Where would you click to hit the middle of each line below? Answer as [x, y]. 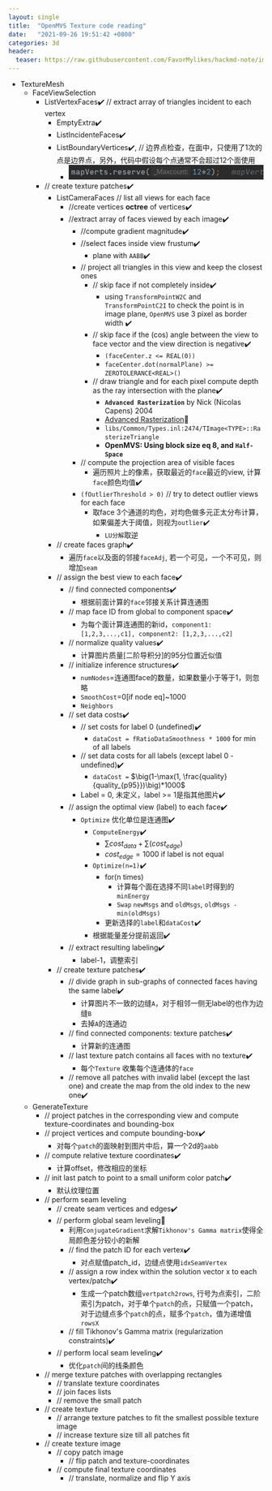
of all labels [112, 748]
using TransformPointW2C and [153, 297]
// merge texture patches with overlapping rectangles [133, 1374]
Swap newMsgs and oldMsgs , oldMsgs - [177, 904]
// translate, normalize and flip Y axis [130, 1478]
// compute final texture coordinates [116, 1469]
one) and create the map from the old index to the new [159, 1086]
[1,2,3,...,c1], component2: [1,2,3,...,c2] [157, 634]
